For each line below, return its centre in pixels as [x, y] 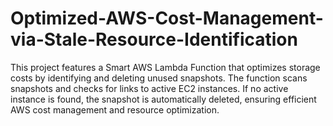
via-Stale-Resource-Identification [154, 39]
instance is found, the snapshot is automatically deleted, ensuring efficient [163, 99]
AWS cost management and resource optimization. [115, 109]
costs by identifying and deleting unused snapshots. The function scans [159, 78]
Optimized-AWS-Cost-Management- [167, 18]
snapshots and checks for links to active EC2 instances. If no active [149, 88]
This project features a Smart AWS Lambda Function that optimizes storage [165, 67]
